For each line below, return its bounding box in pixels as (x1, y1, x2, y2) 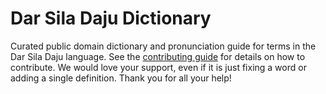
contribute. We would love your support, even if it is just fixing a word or (10, 61, 307, 73)
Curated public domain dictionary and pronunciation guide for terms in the (10, 40, 317, 52)
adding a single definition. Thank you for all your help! (10, 72, 232, 84)
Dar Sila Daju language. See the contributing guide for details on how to (10, 50, 306, 62)
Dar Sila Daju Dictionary (10, 7, 212, 30)
